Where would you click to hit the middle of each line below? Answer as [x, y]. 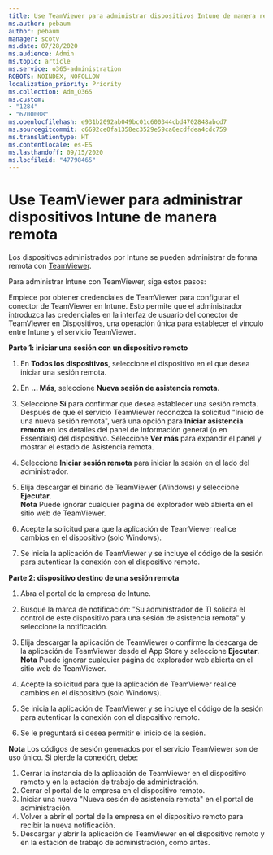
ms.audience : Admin [41, 54]
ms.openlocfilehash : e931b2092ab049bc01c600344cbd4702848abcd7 [118, 122]
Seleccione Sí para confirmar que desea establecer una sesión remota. [139, 404]
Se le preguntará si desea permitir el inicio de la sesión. [113, 733]
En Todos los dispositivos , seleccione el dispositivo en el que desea [135, 364]
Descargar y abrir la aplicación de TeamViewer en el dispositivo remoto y [143, 834]
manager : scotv [34, 39]
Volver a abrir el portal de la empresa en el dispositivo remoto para [132, 817]
